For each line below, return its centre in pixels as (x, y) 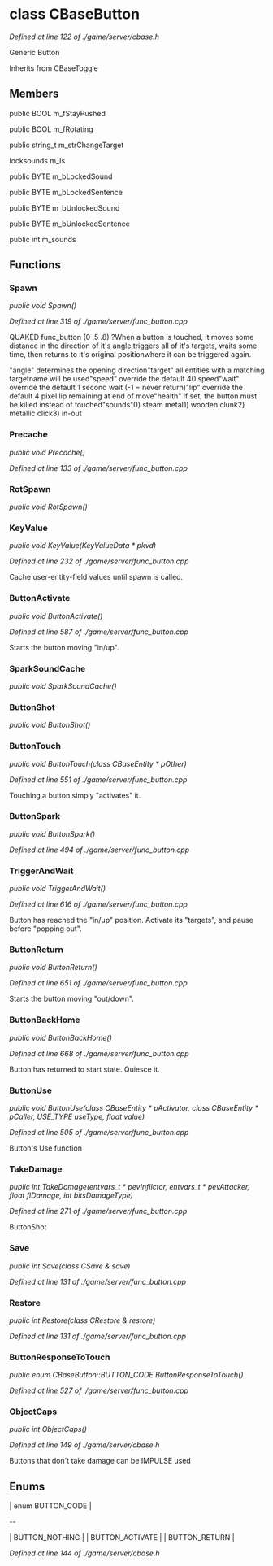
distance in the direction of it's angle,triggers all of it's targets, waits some (133, 346)
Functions (35, 265)
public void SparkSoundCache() (63, 686)
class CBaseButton (75, 14)
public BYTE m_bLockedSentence (66, 192)
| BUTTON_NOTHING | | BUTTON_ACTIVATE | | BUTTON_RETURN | (122, 1538)
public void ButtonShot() (50, 725)
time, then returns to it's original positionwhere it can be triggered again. (130, 355)
